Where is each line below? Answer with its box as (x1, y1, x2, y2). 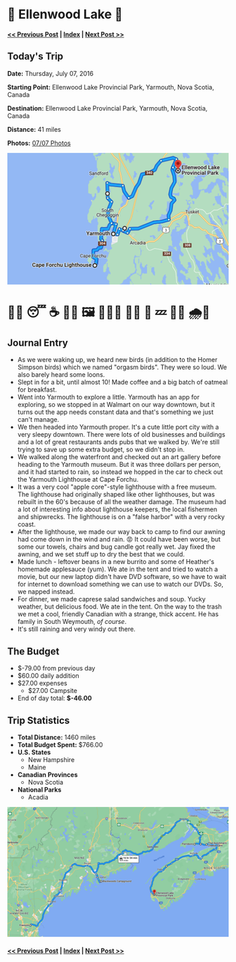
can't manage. (17, 416, 60, 424)
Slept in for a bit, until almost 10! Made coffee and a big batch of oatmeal (17, 378, 228, 387)
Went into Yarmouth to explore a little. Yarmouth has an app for (17, 393, 200, 401)
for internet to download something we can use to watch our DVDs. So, (17, 580, 223, 589)
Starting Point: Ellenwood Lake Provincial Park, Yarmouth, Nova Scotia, (7, 82, 214, 91)
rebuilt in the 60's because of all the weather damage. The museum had (17, 498, 227, 506)
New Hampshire (27, 755, 75, 763)
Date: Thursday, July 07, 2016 (7, 69, 93, 77)
